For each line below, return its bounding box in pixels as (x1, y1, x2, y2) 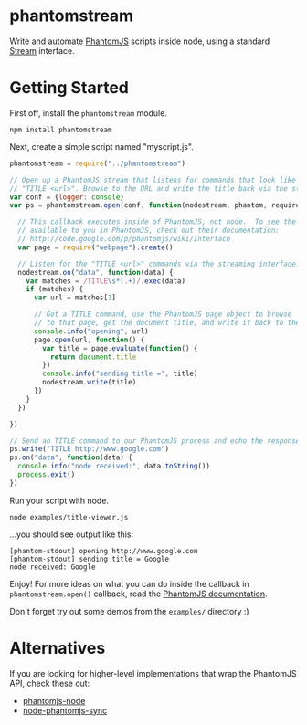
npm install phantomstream (9, 125, 112, 134)
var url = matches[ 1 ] (33, 293, 117, 302)
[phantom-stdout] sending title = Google (9, 554, 170, 563)
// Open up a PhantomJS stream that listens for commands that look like (9, 175, 297, 184)
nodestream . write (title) (42, 378, 137, 387)
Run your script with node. (9, 495, 110, 506)
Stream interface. (9, 45, 75, 56)
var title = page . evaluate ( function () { (42, 343, 198, 352)
